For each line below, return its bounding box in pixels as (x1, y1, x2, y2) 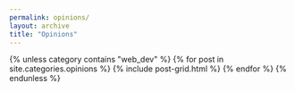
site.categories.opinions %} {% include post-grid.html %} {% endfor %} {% (9, 63, 288, 74)
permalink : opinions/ (9, 12, 90, 22)
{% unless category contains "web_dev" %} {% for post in (9, 54, 224, 65)
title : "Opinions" (9, 29, 78, 38)
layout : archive (9, 21, 70, 30)
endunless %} (9, 73, 61, 84)
